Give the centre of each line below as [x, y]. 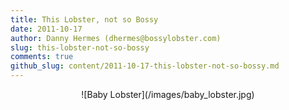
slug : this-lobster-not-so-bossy [80, 47]
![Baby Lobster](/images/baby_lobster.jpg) [168, 94]
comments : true [42, 57]
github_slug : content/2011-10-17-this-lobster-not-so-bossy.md [145, 66]
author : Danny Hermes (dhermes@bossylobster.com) [116, 38]
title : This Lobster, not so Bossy [84, 19]
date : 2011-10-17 [46, 29]
